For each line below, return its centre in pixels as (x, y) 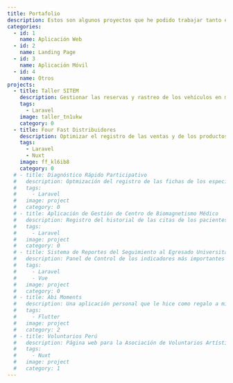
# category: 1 (37, 368)
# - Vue (31, 278)
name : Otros (37, 78)
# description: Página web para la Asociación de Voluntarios (108, 343)
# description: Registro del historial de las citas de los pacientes (121, 220)
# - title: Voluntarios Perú (55, 336)
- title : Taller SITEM (46, 91)
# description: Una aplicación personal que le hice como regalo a (116, 304)
